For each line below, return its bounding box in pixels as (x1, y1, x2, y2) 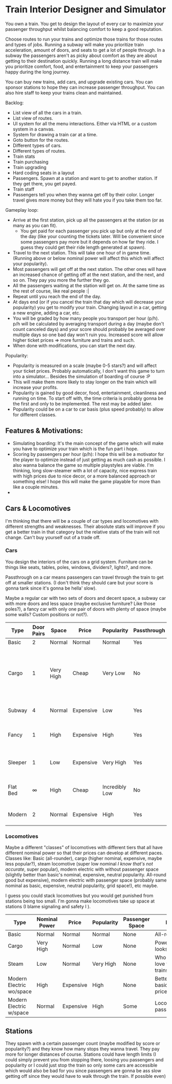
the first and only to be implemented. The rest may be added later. (12, 400, 153, 407)
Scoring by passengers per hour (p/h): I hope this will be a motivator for (12, 451, 164, 457)
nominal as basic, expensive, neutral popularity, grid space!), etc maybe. (5, 883, 159, 889)
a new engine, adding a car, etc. (12, 309, 80, 316)
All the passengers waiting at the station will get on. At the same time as (12, 282, 165, 288)
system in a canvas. (12, 126, 55, 132)
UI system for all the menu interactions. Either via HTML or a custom (12, 120, 157, 126)
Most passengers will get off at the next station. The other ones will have (12, 266, 166, 272)
